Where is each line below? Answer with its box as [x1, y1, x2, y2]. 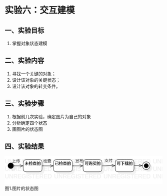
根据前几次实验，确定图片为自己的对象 [11, 113, 91, 119]
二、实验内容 [4, 56, 44, 65]
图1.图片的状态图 [4, 185, 38, 191]
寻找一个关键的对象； [11, 71, 56, 77]
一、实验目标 [4, 26, 44, 35]
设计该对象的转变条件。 [11, 83, 60, 89]
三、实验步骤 [4, 99, 44, 108]
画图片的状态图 [11, 126, 43, 132]
